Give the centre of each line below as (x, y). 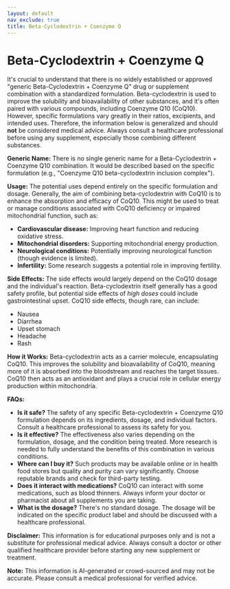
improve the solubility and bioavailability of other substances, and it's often (113, 101)
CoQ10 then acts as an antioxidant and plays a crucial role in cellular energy (114, 378)
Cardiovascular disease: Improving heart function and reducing (108, 229)
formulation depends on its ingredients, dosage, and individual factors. (117, 420)
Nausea (28, 314)
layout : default (30, 13)
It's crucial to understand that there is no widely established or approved (110, 79)
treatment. (22, 557)
